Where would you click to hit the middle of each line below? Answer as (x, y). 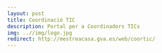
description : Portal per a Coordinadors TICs (73, 26)
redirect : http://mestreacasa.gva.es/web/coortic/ (81, 39)
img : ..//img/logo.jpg (40, 33)
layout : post (26, 13)
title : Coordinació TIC (41, 20)
